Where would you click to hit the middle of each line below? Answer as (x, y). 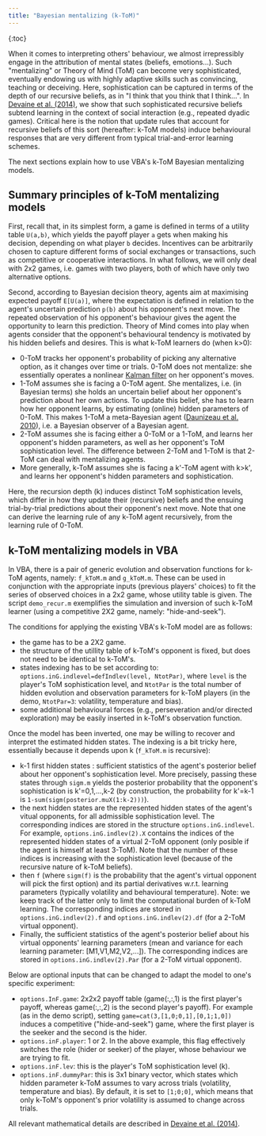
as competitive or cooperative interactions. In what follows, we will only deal (133, 260)
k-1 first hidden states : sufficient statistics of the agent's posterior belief (138, 766)
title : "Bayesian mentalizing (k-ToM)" (74, 15)
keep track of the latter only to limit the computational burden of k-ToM (135, 900)
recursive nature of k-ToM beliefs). (76, 867)
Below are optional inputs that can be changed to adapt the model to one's (130, 975)
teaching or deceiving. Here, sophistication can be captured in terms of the (131, 87)
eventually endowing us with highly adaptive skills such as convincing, (123, 79)
